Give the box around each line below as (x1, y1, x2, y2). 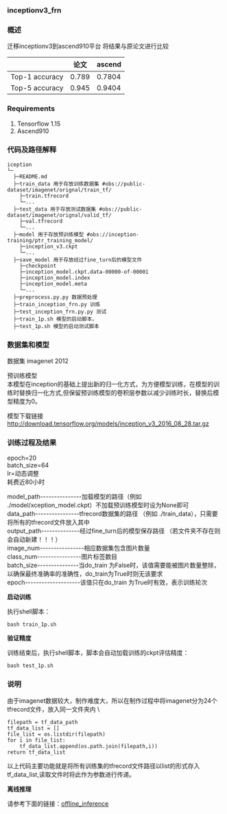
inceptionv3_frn (7, 5, 62, 15)
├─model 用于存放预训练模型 (13, 231, 84, 238)
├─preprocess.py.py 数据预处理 (13, 294, 97, 301)
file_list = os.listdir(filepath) (7, 730, 106, 738)
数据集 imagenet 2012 (7, 357, 69, 365)
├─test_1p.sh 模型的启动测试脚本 (13, 323, 99, 329)
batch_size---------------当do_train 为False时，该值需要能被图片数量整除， (7, 561, 221, 570)
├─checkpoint (19, 262, 57, 269)
